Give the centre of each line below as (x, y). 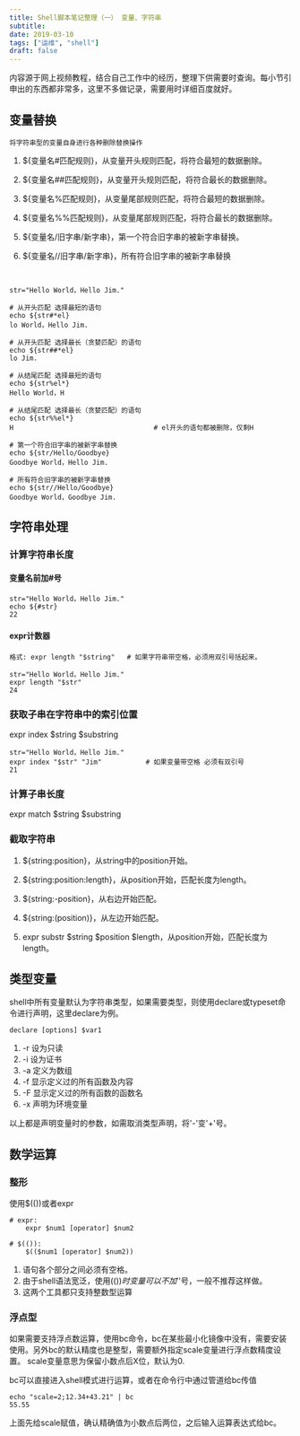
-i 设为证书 (42, 1059)
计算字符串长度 (42, 555)
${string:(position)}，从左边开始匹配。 (93, 917)
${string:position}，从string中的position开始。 (107, 860)
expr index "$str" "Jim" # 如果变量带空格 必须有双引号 (127, 762)
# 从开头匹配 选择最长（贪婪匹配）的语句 (75, 342)
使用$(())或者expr (42, 1204)
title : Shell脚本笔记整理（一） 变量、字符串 (86, 18)
